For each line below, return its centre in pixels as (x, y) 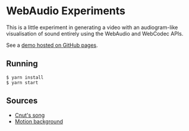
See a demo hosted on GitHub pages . (52, 45)
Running (22, 64)
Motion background (39, 121)
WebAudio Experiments (66, 11)
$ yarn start (22, 82)
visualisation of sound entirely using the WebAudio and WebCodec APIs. (95, 33)
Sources (22, 101)
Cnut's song (30, 115)
